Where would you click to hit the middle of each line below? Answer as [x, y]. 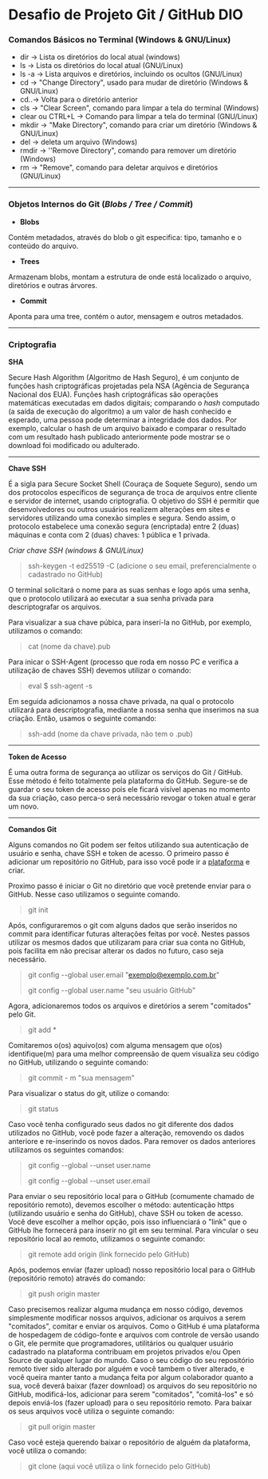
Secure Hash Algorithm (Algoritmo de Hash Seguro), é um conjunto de [124, 378]
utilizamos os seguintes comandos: [66, 1150]
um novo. [24, 806]
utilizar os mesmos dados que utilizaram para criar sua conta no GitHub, [127, 942]
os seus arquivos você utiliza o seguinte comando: [91, 1411]
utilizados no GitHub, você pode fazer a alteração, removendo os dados [126, 1133]
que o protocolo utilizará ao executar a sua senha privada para [111, 598]
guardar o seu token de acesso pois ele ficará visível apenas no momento [129, 789]
